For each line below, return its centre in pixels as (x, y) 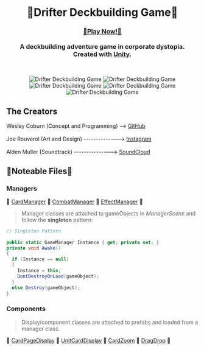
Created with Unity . (102, 54)
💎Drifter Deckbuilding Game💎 (102, 12)
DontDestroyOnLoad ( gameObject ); (58, 276)
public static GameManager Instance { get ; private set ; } (83, 242)
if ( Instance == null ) (40, 259)
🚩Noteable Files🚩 (40, 171)
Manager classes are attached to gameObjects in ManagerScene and (108, 213)
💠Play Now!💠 (102, 32)
